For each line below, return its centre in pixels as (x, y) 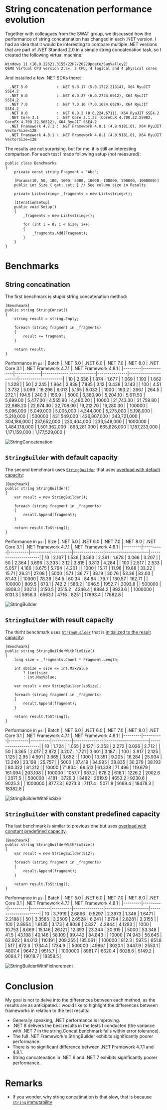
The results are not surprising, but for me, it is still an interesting (71, 148)
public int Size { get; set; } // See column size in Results (80, 185)
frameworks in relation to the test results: (47, 1010)
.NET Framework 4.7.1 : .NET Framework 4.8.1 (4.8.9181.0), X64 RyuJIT (86, 126)
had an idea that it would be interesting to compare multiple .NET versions (81, 44)
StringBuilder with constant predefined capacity (83, 814)
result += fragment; (44, 336)
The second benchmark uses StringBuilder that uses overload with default (83, 469)
